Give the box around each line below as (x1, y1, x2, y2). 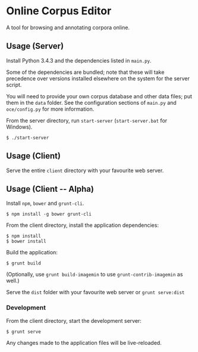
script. (6, 81, 22, 88)
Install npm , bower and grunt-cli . (6, 200, 84, 207)
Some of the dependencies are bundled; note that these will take (6, 68, 165, 76)
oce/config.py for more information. (6, 105, 95, 113)
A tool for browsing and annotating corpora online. (6, 24, 130, 31)
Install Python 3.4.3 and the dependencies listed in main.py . (6, 57, 152, 64)
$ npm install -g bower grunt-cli (6, 211, 92, 217)
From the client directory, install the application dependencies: (6, 222, 159, 229)
